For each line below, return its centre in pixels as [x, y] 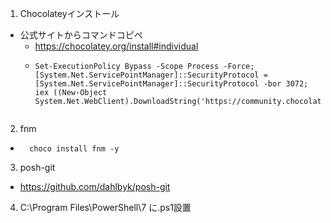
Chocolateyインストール [69, 13]
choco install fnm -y [74, 149]
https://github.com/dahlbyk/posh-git [95, 186]
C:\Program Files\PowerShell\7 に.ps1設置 [105, 207]
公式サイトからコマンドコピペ [81, 35]
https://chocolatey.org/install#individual [116, 46]
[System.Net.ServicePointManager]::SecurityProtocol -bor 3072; [171, 84]
